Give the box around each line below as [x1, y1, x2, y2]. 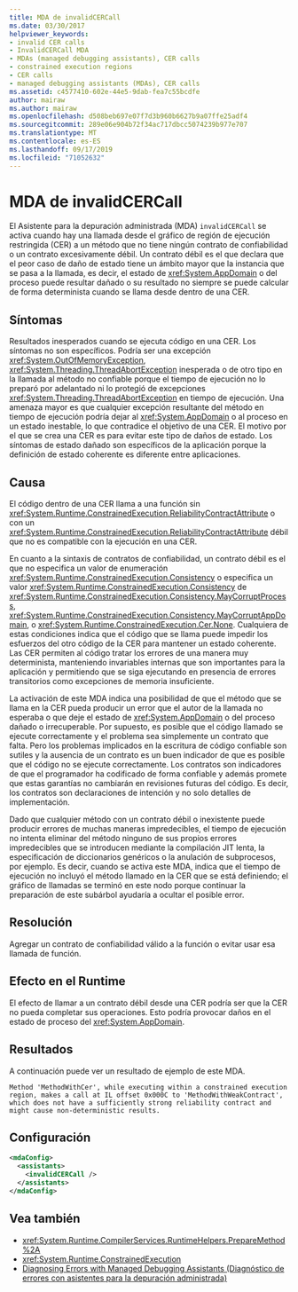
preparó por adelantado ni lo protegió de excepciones [9, 383, 206, 394]
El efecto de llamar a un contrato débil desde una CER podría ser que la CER [9, 997, 288, 1008]
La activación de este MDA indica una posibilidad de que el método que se [9, 693, 282, 704]
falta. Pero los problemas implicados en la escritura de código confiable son [9, 740, 287, 751]
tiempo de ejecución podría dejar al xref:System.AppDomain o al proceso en [9, 412, 288, 422]
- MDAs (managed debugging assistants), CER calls [9, 54, 200, 63]
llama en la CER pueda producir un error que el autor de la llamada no [9, 703, 263, 713]
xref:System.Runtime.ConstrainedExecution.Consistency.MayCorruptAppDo [9, 610, 286, 621]
